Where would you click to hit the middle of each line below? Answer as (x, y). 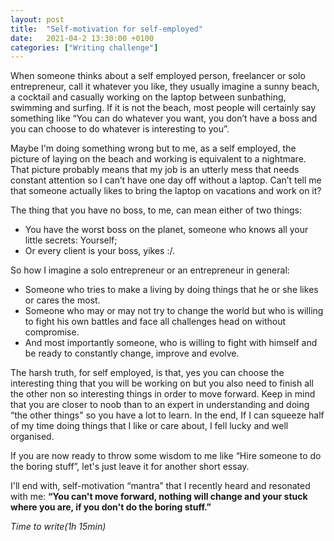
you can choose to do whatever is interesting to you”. (120, 129)
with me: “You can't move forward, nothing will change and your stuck (159, 497)
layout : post (37, 19)
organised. (32, 437)
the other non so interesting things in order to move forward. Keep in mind (163, 394)
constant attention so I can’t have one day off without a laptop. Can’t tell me (166, 180)
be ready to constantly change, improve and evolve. (132, 353)
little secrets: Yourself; (71, 240)
